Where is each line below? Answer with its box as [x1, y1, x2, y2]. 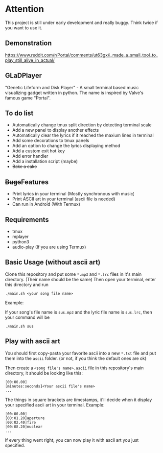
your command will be [5, 314, 50, 320]
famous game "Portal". [5, 95, 51, 101]
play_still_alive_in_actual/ [5, 57, 55, 63]
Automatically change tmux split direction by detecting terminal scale [12, 122, 152, 128]
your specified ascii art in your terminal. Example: [5, 402, 105, 407]
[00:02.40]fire [5, 420, 36, 425]
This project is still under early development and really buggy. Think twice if [5, 20, 158, 25]
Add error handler [12, 153, 48, 159]
